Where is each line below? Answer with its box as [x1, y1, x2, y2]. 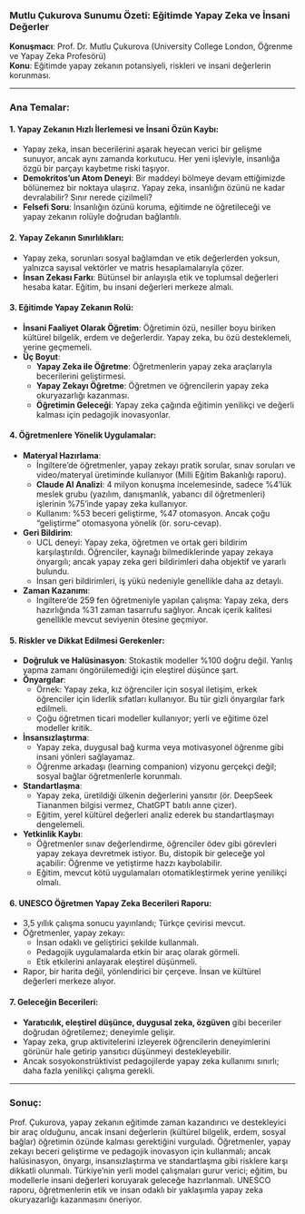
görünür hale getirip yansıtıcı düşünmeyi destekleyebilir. [22, 1045, 231, 1057]
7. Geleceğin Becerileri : [9, 997, 99, 1008]
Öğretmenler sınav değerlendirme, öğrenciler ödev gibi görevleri [35, 838, 277, 849]
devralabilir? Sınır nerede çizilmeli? [22, 192, 152, 203]
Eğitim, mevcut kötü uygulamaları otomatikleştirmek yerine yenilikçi [35, 867, 288, 878]
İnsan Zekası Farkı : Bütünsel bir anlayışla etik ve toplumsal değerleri [22, 271, 279, 282]
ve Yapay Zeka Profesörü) [9, 51, 107, 62]
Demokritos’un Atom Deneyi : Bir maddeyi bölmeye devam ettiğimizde [22, 173, 286, 183]
